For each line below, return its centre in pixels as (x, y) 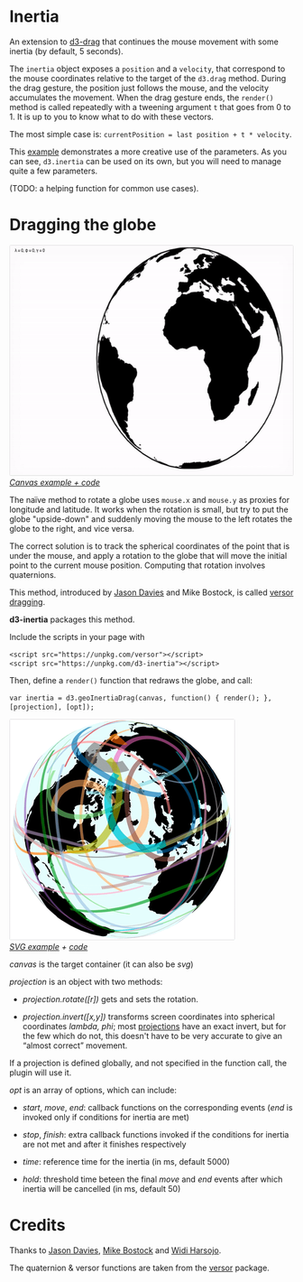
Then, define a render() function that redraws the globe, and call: (131, 680)
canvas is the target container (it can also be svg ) (101, 964)
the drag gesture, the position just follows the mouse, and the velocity (139, 88)
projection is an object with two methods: (86, 981)
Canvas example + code (55, 482)
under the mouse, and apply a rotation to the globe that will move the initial (148, 555)
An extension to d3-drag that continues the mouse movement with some (144, 42)
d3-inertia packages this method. (72, 619)
